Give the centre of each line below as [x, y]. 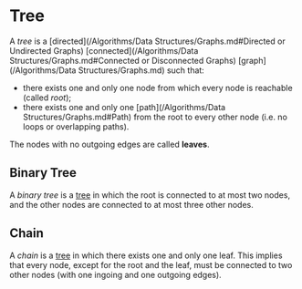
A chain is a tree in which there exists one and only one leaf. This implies [146, 255]
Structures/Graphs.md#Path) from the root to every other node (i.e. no [155, 117]
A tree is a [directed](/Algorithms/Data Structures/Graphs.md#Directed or [147, 41]
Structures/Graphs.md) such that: [141, 70]
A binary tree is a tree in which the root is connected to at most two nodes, [150, 195]
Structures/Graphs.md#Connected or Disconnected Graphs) [123, 60]
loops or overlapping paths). [76, 126]
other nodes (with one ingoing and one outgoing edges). [115, 274]
